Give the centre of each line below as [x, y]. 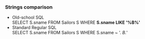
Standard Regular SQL [34, 28]
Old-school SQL [28, 18]
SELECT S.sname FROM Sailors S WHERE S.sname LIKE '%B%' [76, 22]
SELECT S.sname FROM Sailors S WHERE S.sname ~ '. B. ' [70, 33]
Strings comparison [29, 7]
